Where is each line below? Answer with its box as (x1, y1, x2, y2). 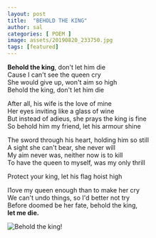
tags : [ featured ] (7, 43, 59, 50)
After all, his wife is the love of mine (7, 99, 112, 107)
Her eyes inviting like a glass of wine (7, 107, 115, 115)
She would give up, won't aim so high (7, 78, 118, 86)
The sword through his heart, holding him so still (7, 136, 150, 144)
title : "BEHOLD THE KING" (7, 17, 88, 24)
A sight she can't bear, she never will (7, 144, 116, 151)
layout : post (7, 10, 46, 18)
